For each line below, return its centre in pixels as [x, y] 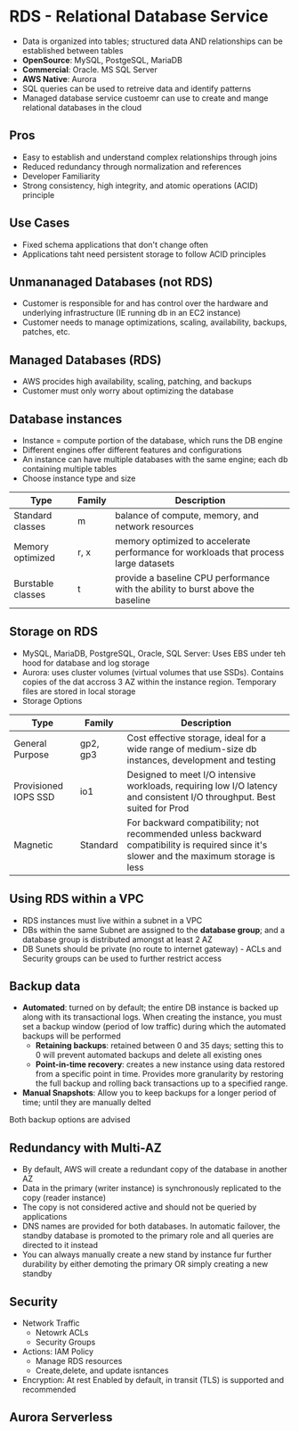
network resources [154, 526]
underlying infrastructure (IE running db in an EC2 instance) [131, 313]
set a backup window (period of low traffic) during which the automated [154, 1027]
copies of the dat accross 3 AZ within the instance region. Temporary [149, 682]
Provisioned [39, 785]
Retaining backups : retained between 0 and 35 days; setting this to [159, 1046]
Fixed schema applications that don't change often [115, 244]
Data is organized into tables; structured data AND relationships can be [152, 41]
